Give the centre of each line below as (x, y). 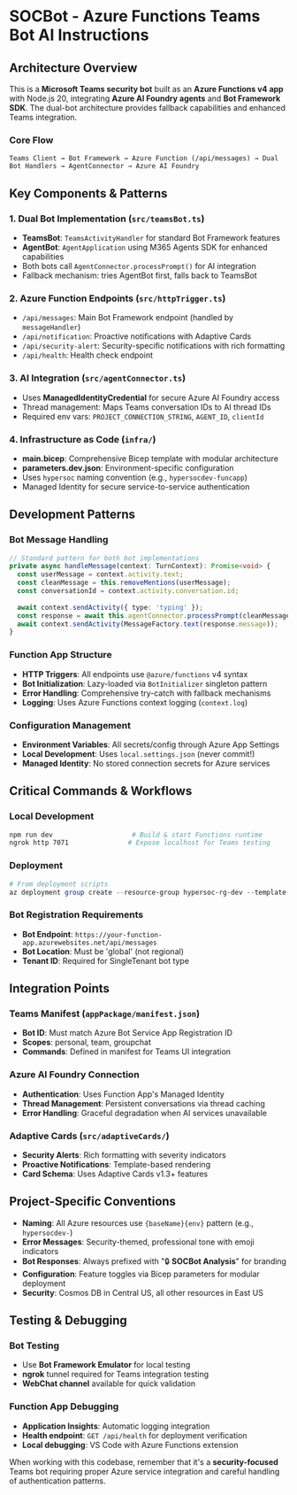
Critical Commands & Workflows (101, 791)
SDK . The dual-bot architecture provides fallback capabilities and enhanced (147, 108)
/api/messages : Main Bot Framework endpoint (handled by (128, 318)
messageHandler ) (51, 327)
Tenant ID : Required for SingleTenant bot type (106, 960)
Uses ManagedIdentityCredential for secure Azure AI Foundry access (151, 397)
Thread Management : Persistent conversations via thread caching (143, 1103)
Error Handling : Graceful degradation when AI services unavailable (145, 1113)
